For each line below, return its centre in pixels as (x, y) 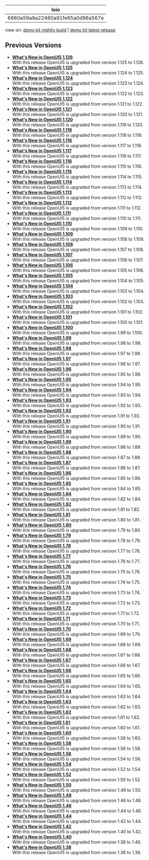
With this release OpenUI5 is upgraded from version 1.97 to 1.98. (76, 353)
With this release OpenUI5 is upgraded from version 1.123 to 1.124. (78, 83)
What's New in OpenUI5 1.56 (42, 753)
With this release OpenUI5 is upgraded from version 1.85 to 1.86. (76, 478)
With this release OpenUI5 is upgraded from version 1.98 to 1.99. (77, 343)
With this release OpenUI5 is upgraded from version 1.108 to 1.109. (78, 239)
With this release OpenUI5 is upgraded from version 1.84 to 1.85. (77, 488)
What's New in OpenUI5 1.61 (41, 722)
